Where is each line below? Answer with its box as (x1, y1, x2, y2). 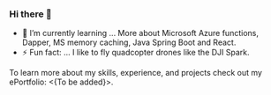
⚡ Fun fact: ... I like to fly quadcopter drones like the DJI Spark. (21, 47, 250, 58)
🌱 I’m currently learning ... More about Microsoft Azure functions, (21, 28, 259, 39)
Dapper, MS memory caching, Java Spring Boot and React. (21, 37, 237, 47)
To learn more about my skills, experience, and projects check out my (9, 68, 263, 78)
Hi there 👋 (9, 8, 53, 20)
